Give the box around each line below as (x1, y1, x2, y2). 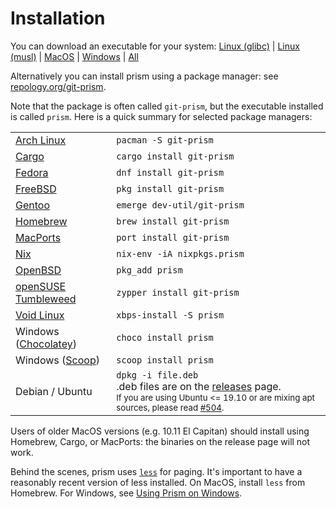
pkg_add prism (116, 264, 183, 276)
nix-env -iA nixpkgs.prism (116, 248, 245, 259)
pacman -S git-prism (116, 134, 214, 146)
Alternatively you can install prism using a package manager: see (10, 70, 279, 82)
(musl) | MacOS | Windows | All (10, 50, 139, 62)
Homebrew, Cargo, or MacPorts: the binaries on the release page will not (10, 435, 311, 447)
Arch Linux (15, 133, 67, 147)
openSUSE (15, 279, 67, 293)
